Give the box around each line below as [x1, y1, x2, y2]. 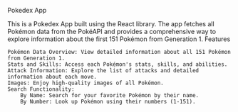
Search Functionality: [7, 86, 75, 93]
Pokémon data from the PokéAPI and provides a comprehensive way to [7, 28, 216, 35]
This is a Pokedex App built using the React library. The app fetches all [7, 20, 215, 28]
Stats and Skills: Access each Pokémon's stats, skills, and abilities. [7, 61, 228, 68]
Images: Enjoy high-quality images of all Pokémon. [7, 79, 164, 86]
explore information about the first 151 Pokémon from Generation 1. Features [7, 35, 231, 43]
